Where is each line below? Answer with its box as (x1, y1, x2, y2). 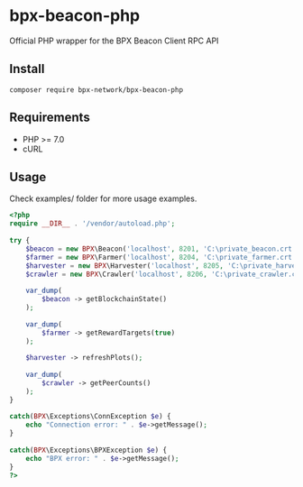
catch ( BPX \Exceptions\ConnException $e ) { (9, 412, 171, 421)
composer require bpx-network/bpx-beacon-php (9, 85, 183, 95)
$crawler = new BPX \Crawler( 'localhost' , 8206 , (25, 270, 207, 279)
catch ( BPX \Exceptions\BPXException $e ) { (9, 446, 168, 455)
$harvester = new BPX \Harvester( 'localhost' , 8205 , (25, 261, 224, 271)
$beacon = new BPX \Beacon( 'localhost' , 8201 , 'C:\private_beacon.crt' (25, 244, 297, 253)
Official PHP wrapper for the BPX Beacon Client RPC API (9, 35, 219, 46)
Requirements (9, 110, 90, 125)
